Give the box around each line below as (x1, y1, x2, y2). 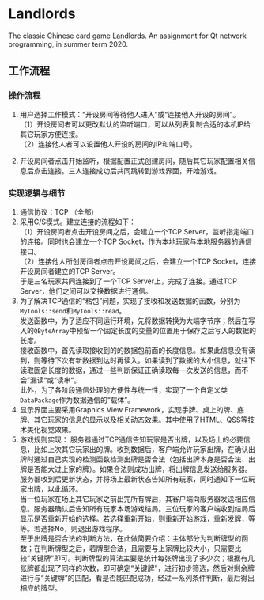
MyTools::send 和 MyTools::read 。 (19, 306, 126, 315)
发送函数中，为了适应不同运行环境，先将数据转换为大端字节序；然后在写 (19, 316, 255, 325)
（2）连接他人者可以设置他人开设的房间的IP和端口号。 (19, 139, 198, 149)
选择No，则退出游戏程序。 (40, 523, 126, 533)
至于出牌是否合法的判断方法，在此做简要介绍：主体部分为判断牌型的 (19, 534, 242, 543)
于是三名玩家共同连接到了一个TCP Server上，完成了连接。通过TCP (19, 276, 237, 286)
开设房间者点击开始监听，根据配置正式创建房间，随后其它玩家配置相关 (19, 156, 249, 165)
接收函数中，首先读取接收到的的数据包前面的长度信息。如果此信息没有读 (19, 345, 255, 355)
